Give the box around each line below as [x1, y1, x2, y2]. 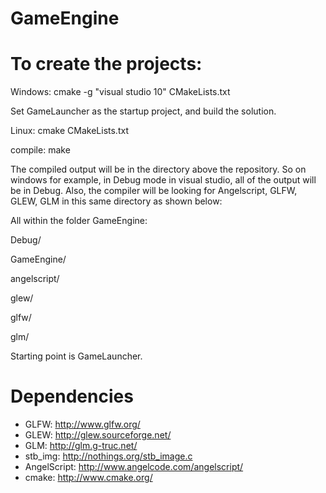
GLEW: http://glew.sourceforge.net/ [24, 429, 172, 441]
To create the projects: [10, 53, 203, 76]
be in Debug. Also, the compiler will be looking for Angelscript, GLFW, [10, 185, 298, 197]
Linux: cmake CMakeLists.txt [10, 125, 129, 137]
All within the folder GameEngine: [10, 215, 148, 227]
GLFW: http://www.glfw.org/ [24, 418, 141, 431]
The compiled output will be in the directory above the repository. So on [10, 163, 307, 176]
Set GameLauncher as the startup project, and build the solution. [10, 105, 277, 117]
